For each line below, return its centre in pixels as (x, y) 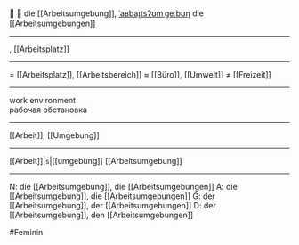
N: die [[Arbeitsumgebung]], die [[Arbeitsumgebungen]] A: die (123, 187)
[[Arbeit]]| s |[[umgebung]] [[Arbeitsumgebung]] (96, 161)
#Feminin (26, 232)
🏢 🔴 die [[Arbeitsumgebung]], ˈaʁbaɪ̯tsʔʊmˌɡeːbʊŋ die (107, 13)
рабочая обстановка (48, 110)
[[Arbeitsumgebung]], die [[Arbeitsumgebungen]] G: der (112, 196)
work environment (43, 100)
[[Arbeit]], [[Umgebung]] (54, 135)
